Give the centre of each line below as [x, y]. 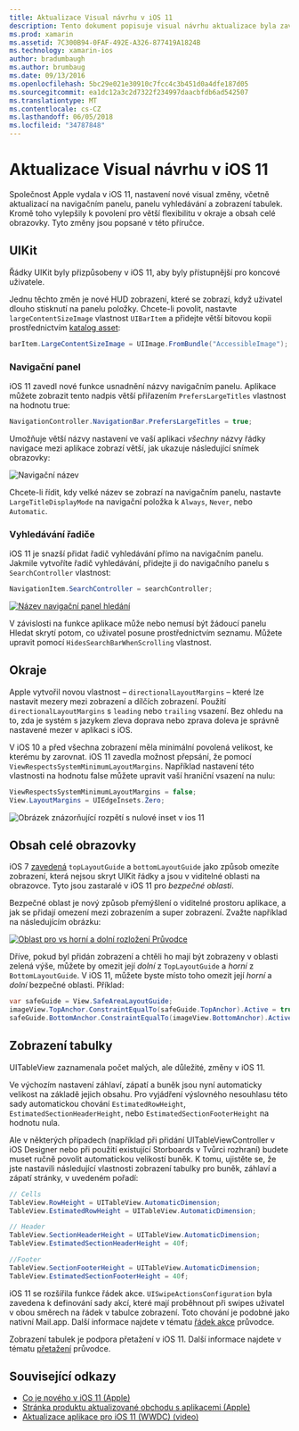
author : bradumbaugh [48, 59]
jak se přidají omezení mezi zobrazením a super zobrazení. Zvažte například [148, 912]
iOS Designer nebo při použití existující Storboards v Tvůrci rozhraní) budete [149, 1149]
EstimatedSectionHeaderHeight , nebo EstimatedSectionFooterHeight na [139, 1113]
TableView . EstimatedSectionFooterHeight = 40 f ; [99, 1276]
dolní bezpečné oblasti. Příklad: [67, 985]
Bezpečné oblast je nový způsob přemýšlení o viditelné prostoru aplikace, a [148, 903]
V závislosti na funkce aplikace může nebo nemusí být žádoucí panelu [138, 623]
